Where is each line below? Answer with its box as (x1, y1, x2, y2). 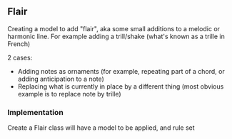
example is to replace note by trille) (17, 89, 121, 98)
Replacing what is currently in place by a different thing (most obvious (17, 82, 224, 91)
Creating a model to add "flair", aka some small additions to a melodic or (7, 24, 220, 33)
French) (7, 39, 31, 48)
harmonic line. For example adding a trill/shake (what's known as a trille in (7, 32, 225, 40)
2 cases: (7, 53, 33, 62)
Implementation (7, 107, 64, 117)
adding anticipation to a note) (17, 74, 105, 83)
